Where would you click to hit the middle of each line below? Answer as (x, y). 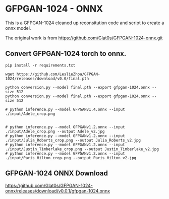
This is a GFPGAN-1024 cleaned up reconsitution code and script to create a (85, 23)
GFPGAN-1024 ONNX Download (57, 174)
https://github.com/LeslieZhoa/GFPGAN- (58, 74)
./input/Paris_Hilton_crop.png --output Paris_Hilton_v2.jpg (71, 158)
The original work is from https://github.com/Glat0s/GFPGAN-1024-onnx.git (84, 38)
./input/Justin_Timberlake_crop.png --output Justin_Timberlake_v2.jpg (82, 149)
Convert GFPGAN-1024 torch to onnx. (66, 54)
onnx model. (18, 28)
